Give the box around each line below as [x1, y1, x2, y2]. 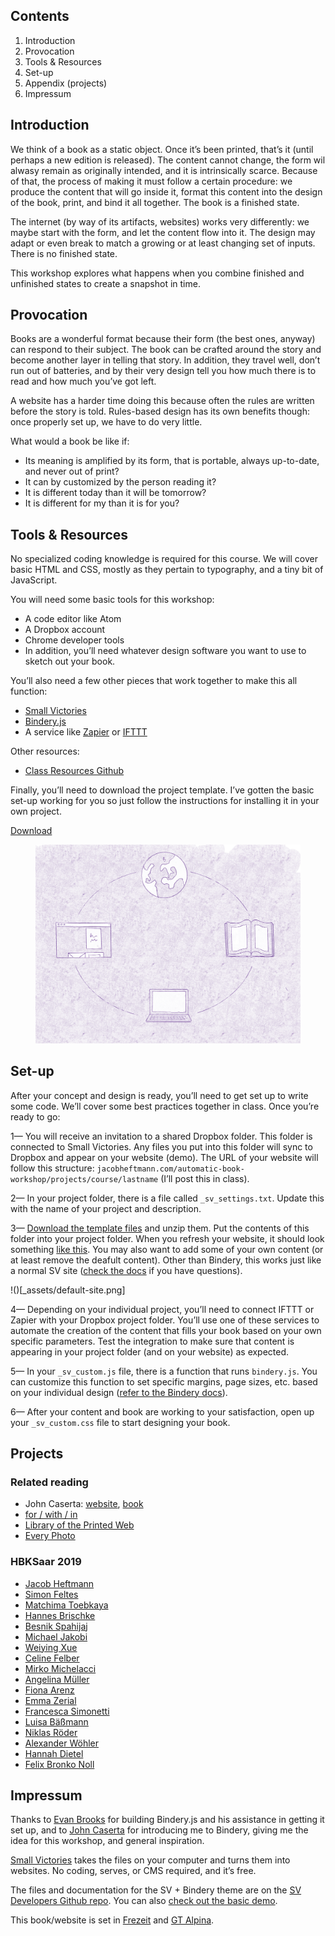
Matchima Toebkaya [24, 1599, 109, 1611]
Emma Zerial [24, 1694, 77, 1706]
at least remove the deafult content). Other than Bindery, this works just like [10, 1254, 322, 1266]
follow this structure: [10, 1162, 95, 1174]
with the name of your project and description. [10, 1202, 202, 1214]
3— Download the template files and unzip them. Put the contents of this [10, 1222, 310, 1234]
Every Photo [24, 1530, 76, 1542]
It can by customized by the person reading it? [24, 476, 217, 488]
